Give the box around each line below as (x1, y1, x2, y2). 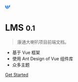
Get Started (5, 72, 28, 78)
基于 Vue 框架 (12, 49, 40, 55)
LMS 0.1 (5, 22, 35, 34)
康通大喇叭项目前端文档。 (17, 39, 69, 45)
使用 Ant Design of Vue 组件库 (12, 55, 74, 61)
